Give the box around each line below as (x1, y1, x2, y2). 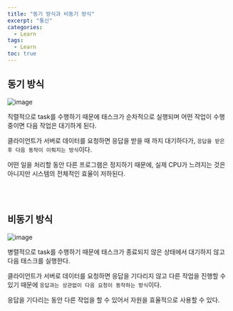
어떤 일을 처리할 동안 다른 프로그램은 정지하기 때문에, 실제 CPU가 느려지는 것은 (7, 160, 226, 169)
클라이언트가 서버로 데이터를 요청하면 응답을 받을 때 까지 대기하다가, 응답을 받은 (7, 136, 225, 144)
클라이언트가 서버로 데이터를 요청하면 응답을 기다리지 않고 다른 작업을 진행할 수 (7, 271, 227, 280)
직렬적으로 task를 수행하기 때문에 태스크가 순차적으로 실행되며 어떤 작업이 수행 (7, 112, 226, 121)
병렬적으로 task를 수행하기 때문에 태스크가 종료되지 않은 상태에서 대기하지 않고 (7, 247, 226, 256)
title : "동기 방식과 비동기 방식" (7, 10, 95, 18)
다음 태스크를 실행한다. (7, 256, 71, 265)
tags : (7, 37, 24, 44)
